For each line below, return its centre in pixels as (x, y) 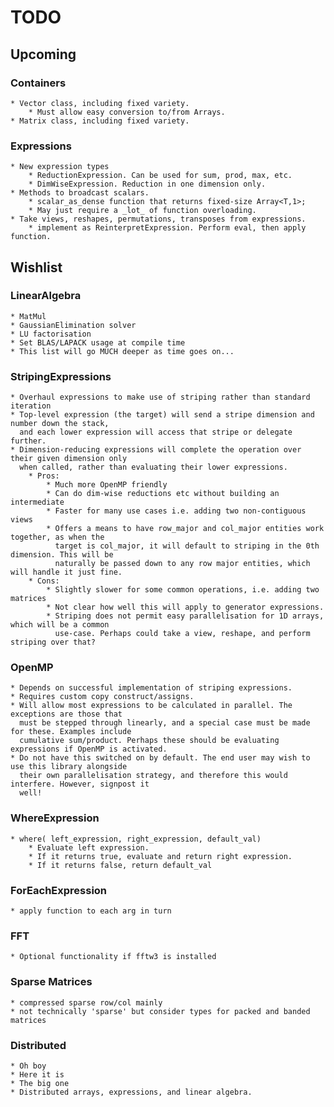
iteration (31, 406)
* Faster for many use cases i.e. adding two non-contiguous (176, 511)
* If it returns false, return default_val (120, 865)
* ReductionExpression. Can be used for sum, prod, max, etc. (160, 176)
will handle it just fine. (66, 572)
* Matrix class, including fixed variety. (100, 121)
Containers (38, 83)
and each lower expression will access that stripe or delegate (156, 432)
